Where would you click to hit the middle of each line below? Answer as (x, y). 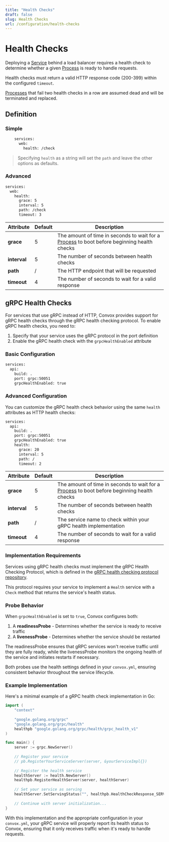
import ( (14, 706)
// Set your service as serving (48, 790)
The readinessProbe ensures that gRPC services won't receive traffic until (82, 647)
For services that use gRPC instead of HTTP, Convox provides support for (82, 315)
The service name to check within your (103, 520)
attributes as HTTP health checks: (40, 412)
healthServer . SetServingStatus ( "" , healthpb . (63, 794)
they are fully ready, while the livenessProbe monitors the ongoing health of (84, 652)
